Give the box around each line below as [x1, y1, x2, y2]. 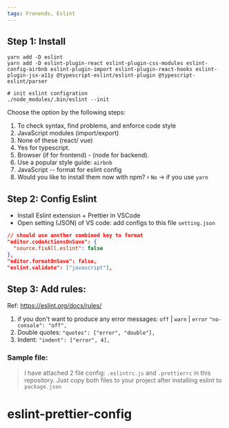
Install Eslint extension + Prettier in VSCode [17, 211, 141, 220]
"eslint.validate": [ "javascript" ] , [7, 264, 112, 271]
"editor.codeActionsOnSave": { [7, 239, 97, 246]
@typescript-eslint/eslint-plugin [56, 72, 156, 79]
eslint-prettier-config [7, 406, 132, 422]
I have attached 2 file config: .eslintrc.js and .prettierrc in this [23, 369, 211, 377]
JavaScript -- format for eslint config [17, 166, 122, 174]
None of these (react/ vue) [17, 136, 93, 145]
